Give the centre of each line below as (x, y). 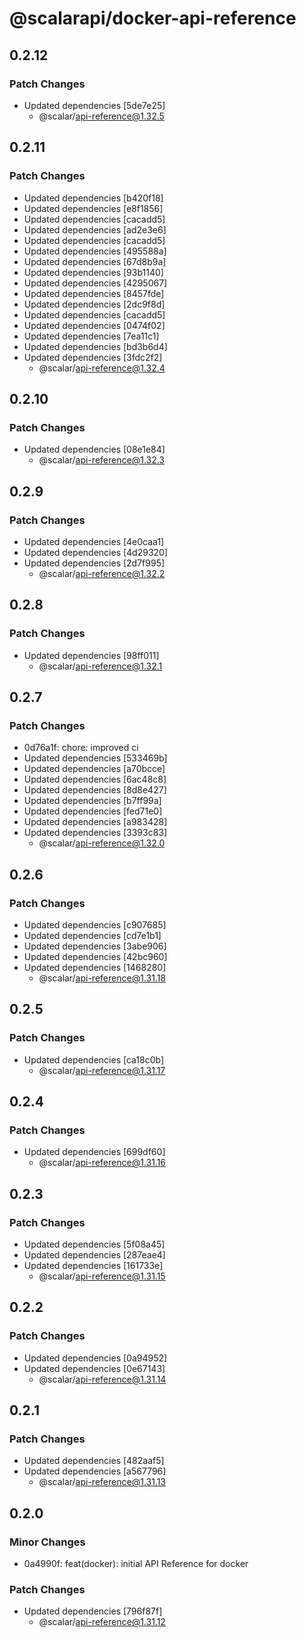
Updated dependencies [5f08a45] (94, 1244)
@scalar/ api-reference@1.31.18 (102, 978)
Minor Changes (47, 1542)
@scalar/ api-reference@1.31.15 (102, 1276)
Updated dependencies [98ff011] (91, 655)
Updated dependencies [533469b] (95, 758)
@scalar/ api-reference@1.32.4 (102, 368)
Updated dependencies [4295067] (95, 283)
